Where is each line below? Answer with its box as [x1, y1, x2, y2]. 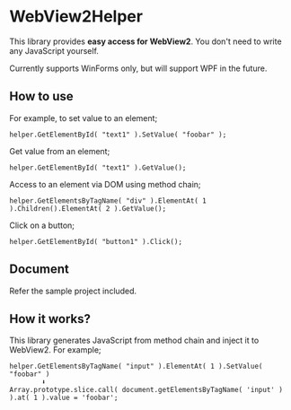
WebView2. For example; [9, 345, 101, 355]
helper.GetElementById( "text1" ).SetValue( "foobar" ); [9, 130, 227, 139]
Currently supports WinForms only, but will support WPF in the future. [9, 63, 268, 74]
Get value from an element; [9, 145, 110, 156]
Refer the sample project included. [9, 285, 137, 296]
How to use [9, 89, 74, 104]
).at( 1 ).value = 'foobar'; [9, 393, 119, 403]
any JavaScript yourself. [9, 45, 99, 56]
